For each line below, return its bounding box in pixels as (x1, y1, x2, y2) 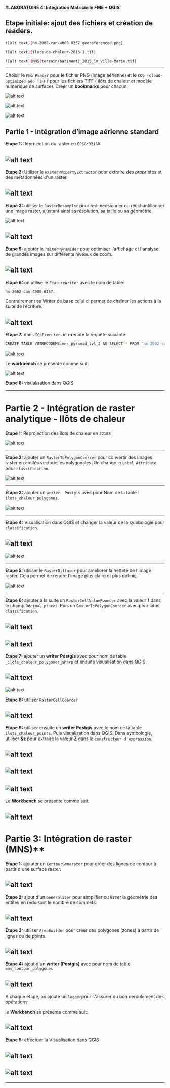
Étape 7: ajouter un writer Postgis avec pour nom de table (5, 653, 127, 659)
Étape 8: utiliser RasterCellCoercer (5, 696, 78, 703)
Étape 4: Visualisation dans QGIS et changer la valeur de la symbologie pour (5, 519, 165, 525)
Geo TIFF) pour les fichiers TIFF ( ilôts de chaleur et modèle (27, 78, 152, 84)
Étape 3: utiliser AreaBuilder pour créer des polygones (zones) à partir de (5, 927, 159, 934)
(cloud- (146, 73, 163, 79)
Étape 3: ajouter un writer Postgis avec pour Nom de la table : (5, 490, 139, 495)
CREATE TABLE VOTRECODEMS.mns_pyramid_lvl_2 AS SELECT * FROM (5, 341, 139, 346)
